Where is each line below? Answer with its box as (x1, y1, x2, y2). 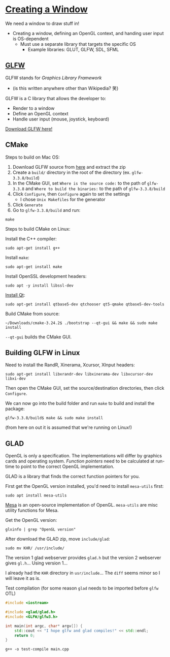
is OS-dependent (12, 36, 49, 42)
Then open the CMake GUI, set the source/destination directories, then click (5, 385, 164, 391)
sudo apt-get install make (5, 264, 62, 269)
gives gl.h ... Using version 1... (5, 560, 67, 566)
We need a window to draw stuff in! (5, 20, 80, 26)
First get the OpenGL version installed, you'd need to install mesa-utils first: (5, 483, 164, 489)
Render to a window (12, 105, 55, 111)
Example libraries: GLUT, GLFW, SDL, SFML (27, 46, 119, 52)
